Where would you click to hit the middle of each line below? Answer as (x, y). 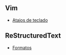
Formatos (22, 48)
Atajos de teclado (30, 20)
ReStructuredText (33, 36)
